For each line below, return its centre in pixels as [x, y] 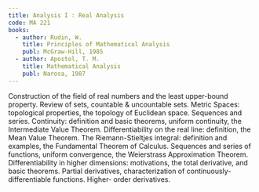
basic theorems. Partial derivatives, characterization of [97, 171]
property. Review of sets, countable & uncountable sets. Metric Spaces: [124, 104]
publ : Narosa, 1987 [54, 74]
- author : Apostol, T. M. [58, 60]
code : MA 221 [29, 23]
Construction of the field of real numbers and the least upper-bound [119, 96]
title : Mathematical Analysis [72, 67]
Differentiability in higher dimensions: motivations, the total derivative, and [128, 162]
